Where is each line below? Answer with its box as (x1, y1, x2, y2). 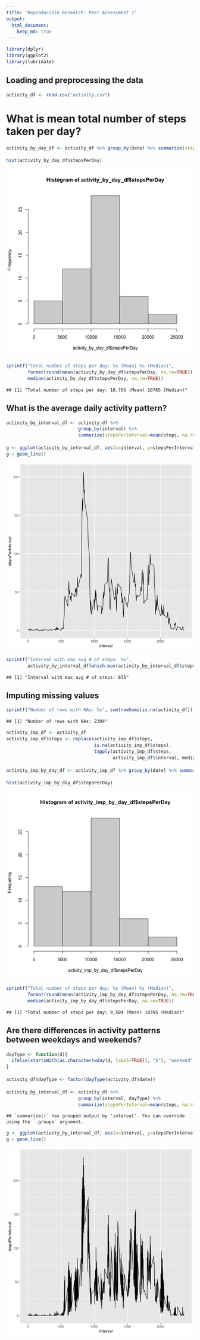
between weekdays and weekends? (6, 1035, 142, 1045)
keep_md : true (17, 29, 52, 35)
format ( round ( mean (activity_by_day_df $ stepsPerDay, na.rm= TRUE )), (27, 369, 196, 375)
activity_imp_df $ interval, (112, 755, 180, 761)
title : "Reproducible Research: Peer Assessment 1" (6, 10, 137, 15)
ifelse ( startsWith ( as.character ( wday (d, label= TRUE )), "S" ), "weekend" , (11, 1058, 196, 1064)
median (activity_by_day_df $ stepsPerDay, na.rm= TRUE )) (27, 375, 164, 381)
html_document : (11, 22, 49, 28)
